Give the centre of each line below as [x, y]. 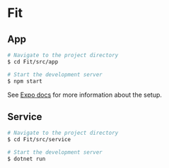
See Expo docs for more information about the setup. [85, 95]
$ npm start [25, 81]
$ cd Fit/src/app [33, 61]
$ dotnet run [27, 159]
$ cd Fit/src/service [39, 140]
